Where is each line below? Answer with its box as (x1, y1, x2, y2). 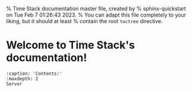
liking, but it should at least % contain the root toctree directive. (6, 18, 163, 24)
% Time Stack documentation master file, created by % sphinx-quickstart (6, 5, 186, 12)
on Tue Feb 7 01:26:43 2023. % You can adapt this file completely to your (6, 11, 186, 18)
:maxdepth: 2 (6, 75, 39, 82)
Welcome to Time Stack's (6, 39, 136, 52)
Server (6, 81, 23, 87)
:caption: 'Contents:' (6, 71, 62, 77)
